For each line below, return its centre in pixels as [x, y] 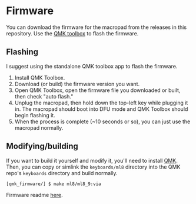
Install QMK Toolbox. [40, 77]
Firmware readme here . [34, 195]
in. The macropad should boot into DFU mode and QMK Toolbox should [101, 109]
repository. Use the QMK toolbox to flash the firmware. [72, 33]
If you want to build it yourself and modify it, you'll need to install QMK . [92, 160]
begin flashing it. [35, 115]
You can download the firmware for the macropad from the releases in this [97, 27]
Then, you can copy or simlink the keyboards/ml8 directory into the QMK [93, 167]
